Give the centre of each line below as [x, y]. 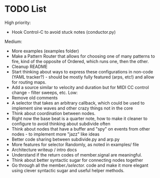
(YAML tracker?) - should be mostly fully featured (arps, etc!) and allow [83, 77]
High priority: [18, 22]
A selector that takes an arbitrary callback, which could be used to [78, 103]
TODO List [26, 9]
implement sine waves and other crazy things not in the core [72, 108]
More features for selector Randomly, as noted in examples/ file [75, 144]
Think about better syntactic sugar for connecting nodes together [77, 160]
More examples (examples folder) [45, 51]
